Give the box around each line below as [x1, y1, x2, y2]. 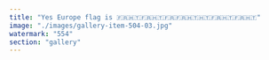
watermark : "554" [9, 29, 74, 38]
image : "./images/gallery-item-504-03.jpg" [9, 21, 173, 30]
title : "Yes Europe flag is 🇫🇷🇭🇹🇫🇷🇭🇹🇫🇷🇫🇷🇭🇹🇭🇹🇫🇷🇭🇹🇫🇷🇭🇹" [9, 12, 262, 22]
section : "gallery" [9, 37, 82, 47]
